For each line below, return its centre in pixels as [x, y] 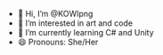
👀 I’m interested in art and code [75, 23]
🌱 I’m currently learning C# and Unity [86, 32]
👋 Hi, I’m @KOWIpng [55, 14]
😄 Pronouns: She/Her [58, 42]
